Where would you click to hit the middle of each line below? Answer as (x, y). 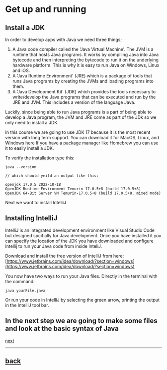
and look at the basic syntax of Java (62, 329)
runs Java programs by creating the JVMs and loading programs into (83, 81)
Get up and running (46, 9)
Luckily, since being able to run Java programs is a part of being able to (79, 112)
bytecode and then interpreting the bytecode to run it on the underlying (85, 60)
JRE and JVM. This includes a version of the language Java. (74, 102)
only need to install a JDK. (32, 123)
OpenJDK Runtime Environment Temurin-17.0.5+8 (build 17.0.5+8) (73, 189)
